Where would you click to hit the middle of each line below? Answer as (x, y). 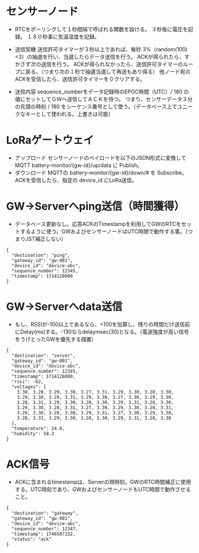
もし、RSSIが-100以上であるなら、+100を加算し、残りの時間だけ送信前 (102, 324)
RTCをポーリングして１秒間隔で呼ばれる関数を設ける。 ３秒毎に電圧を (101, 29)
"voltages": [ (29, 387)
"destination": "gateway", (45, 513)
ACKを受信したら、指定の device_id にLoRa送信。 (76, 180)
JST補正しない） (46, 238)
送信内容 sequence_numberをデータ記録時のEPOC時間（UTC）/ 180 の (102, 92)
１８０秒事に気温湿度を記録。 (63, 36)
